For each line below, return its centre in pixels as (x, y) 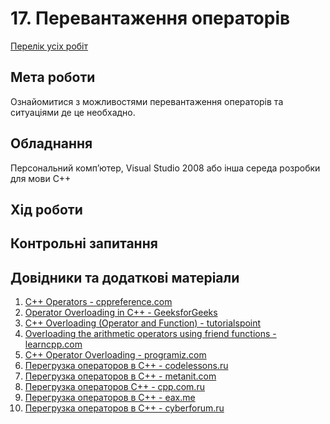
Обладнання (51, 143)
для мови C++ (41, 178)
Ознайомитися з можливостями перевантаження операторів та (147, 101)
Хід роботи (46, 209)
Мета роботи (53, 77)
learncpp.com (53, 344)
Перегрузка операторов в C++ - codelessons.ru (126, 366)
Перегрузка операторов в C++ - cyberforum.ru (124, 408)
